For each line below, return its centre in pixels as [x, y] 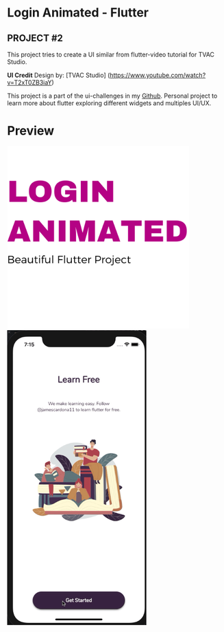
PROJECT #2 [35, 38]
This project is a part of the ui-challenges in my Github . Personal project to [112, 96]
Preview [31, 131]
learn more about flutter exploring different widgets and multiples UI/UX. [109, 103]
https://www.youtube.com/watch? [158, 75]
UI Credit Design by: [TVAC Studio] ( [59, 75]
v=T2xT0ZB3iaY [30, 83]
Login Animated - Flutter [78, 13]
